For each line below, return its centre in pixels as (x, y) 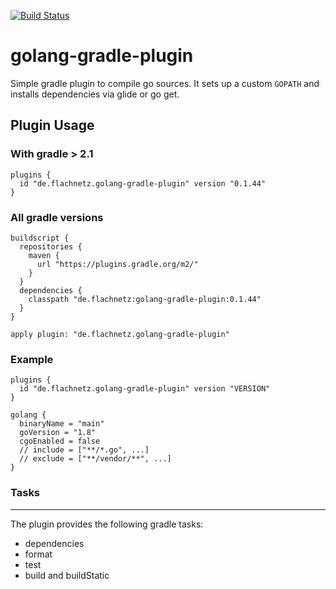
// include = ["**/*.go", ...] (84, 450)
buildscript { (40, 238)
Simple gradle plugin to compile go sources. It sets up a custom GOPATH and (165, 83)
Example (32, 359)
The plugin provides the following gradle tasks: (107, 524)
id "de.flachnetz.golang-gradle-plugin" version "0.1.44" (143, 183)
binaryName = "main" (62, 424)
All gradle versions (57, 217)
